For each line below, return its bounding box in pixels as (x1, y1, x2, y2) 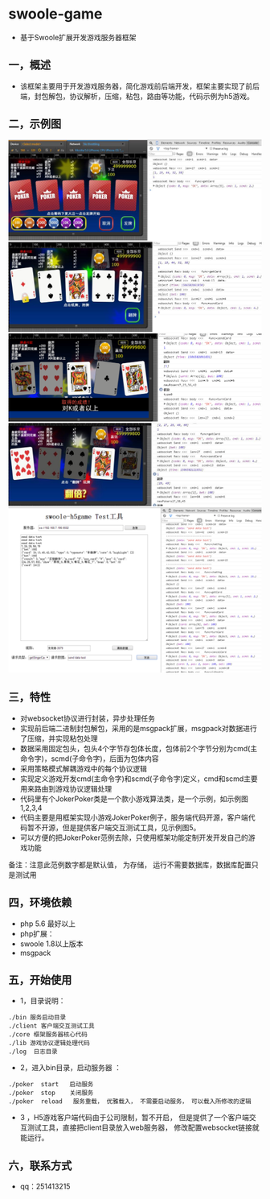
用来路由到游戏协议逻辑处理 (19, 783, 112, 793)
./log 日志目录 (8, 1048, 58, 1056)
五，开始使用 (8, 973, 72, 986)
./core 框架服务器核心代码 (8, 1031, 88, 1039)
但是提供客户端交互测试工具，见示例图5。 (62, 822, 201, 832)
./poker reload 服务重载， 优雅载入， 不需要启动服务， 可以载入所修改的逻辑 (8, 1098, 252, 1106)
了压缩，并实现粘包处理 (19, 734, 98, 743)
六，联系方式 (8, 1159, 72, 1172)
